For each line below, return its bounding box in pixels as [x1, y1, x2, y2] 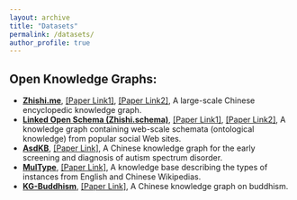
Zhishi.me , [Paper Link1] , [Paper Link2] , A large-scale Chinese [22, 95, 256, 106]
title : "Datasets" [9, 22, 78, 30]
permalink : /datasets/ [9, 30, 94, 39]
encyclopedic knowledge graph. [22, 105, 142, 116]
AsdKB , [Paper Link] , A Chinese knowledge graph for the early [22, 143, 256, 153]
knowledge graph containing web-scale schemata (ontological [22, 124, 255, 135]
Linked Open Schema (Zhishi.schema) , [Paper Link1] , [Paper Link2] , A [22, 114, 286, 126]
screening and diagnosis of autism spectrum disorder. [22, 152, 223, 163]
